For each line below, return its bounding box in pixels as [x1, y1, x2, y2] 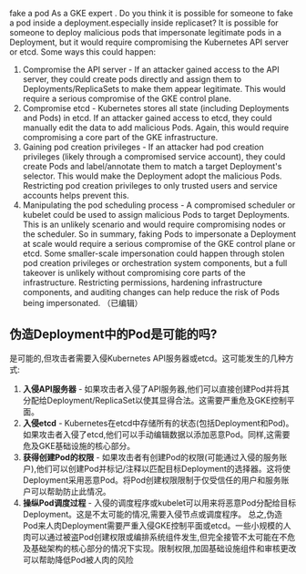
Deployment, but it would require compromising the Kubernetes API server [9, 36, 290, 47]
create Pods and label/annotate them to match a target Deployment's [22, 161, 282, 171]
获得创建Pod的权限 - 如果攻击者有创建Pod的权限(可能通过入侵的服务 [22, 451, 280, 463]
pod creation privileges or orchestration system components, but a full [22, 258, 288, 268]
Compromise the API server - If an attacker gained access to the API [22, 64, 280, 75]
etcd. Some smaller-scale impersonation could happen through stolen [22, 248, 285, 259]
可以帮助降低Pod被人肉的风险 [22, 554, 134, 565]
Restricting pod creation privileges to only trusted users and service [22, 180, 278, 190]
